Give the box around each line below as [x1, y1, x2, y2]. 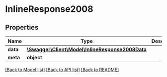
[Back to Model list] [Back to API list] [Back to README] [5, 67, 119, 73]
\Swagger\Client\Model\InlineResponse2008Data [26, 46, 147, 53]
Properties [5, 23, 39, 32]
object [26, 54, 42, 61]
